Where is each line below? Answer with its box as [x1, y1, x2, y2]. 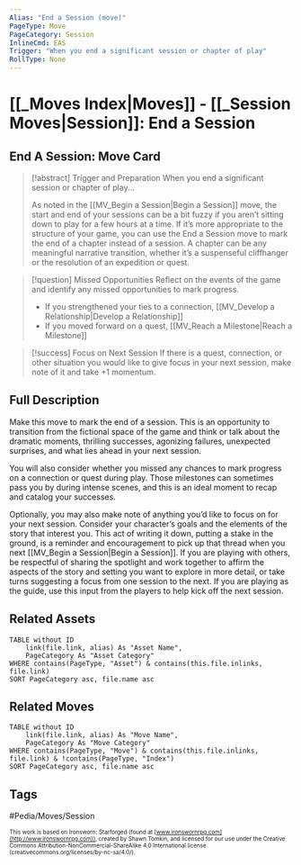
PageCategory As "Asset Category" [25, 651, 155, 660]
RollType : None [9, 55, 66, 64]
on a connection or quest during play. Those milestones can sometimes [9, 472, 274, 482]
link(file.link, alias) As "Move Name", [25, 731, 179, 740]
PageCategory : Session [9, 30, 94, 39]
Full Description [9, 392, 100, 408]
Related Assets [9, 611, 96, 626]
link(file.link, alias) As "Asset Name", [25, 643, 182, 653]
